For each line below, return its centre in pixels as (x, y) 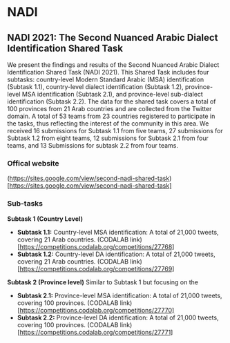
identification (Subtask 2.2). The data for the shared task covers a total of (112, 101)
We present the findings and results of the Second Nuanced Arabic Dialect (113, 65)
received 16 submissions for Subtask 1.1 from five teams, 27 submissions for (115, 131)
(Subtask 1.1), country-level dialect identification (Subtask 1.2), (96, 87)
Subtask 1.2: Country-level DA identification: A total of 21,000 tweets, (116, 254)
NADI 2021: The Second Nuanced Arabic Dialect (113, 38)
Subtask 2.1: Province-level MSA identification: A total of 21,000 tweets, (119, 295)
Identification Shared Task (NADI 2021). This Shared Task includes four (108, 72)
